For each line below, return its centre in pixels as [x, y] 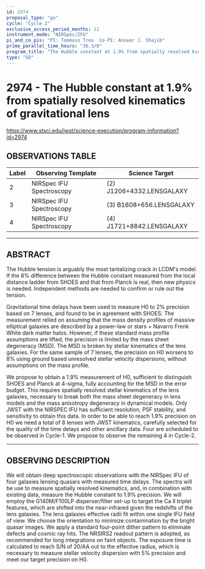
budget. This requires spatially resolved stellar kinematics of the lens [93, 390]
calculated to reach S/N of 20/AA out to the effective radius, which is [93, 546]
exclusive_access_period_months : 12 [53, 29]
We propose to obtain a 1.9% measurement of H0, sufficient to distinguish [99, 377]
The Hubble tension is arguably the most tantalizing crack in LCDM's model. [102, 269]
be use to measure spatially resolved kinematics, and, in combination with [99, 488]
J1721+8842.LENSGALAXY [147, 227]
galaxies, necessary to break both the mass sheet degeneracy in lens [94, 397]
